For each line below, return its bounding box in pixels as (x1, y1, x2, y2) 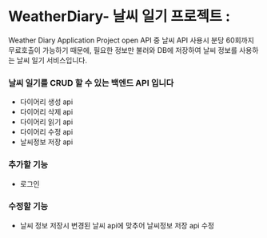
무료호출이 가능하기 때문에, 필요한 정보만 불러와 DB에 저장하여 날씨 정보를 (8, 45, 238, 54)
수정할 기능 (8, 201, 49, 212)
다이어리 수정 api (19, 127, 74, 137)
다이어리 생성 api (19, 97, 74, 107)
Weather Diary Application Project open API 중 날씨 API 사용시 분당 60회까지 (8, 35, 254, 45)
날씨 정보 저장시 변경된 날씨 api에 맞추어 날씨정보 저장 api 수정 (19, 220, 214, 230)
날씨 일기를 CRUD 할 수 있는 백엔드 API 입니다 (8, 77, 174, 88)
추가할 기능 (8, 159, 49, 171)
